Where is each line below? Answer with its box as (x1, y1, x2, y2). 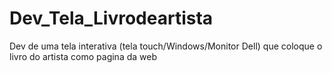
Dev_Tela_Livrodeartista (9, 7, 214, 30)
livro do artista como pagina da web (9, 50, 157, 62)
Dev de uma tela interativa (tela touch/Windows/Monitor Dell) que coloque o (9, 40, 323, 52)
